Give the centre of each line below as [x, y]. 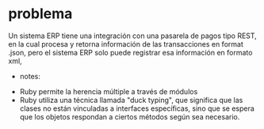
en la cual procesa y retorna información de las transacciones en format [126, 44]
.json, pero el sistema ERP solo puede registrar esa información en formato [130, 52]
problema [40, 14]
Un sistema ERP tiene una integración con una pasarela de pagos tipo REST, [133, 36]
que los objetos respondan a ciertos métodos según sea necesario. [130, 116]
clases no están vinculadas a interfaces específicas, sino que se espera [137, 108]
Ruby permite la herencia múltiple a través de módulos [109, 91]
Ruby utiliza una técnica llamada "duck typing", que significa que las [131, 100]
